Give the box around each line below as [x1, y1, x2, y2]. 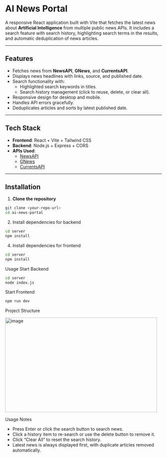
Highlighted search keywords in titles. [19, 83, 97, 90]
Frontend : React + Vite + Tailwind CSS [12, 137, 92, 143]
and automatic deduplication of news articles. [5, 35, 98, 41]
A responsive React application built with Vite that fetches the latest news [5, 19, 156, 25]
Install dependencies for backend [12, 219, 81, 225]
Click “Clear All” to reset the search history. [12, 437, 101, 443]
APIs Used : [12, 148, 36, 153]
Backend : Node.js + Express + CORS [12, 143, 88, 149]
